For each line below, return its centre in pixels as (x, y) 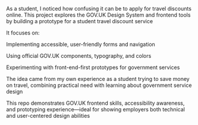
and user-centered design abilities (48, 116)
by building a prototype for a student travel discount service (80, 21)
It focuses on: (23, 33)
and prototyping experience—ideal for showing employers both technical (96, 109)
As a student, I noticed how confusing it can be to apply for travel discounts (99, 9)
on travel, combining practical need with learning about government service (99, 85)
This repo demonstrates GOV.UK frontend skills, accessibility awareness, (95, 103)
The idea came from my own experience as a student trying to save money (98, 79)
